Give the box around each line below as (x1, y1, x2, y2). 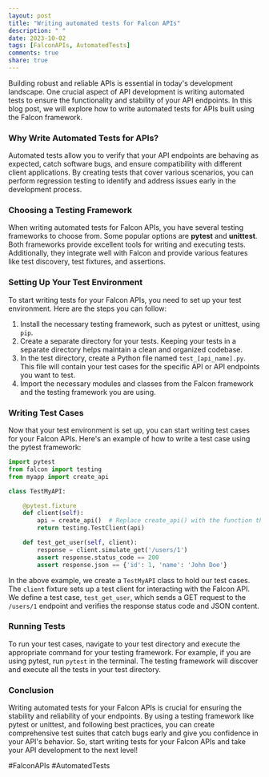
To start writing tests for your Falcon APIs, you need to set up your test (8, 295, 242, 304)
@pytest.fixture (22, 501, 78, 509)
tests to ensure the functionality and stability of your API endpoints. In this (8, 95, 252, 105)
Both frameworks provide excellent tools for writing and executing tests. (8, 240, 246, 249)
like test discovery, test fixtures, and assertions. (8, 257, 167, 267)
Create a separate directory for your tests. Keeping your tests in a (19, 336, 236, 345)
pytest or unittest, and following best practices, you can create (8, 720, 215, 730)
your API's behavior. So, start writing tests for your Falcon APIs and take (8, 737, 247, 747)
